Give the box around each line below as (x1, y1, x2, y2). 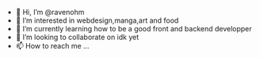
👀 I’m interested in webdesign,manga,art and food (15, 16, 179, 25)
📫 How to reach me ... (15, 42, 90, 50)
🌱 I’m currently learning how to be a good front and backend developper (15, 24, 252, 33)
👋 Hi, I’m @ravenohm (15, 8, 85, 16)
